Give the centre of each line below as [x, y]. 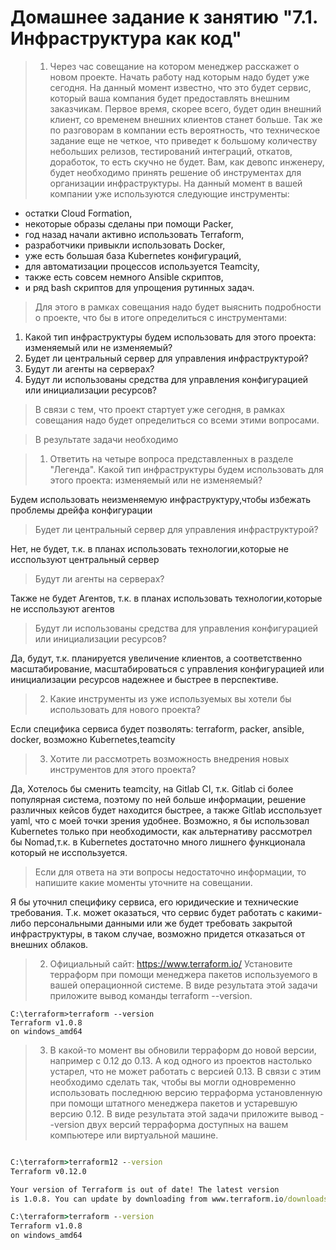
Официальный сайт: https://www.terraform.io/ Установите [171, 963]
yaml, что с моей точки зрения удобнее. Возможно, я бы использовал [160, 820]
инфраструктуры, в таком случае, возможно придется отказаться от [158, 933]
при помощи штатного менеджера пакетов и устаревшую [173, 1103]
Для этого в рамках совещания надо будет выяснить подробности [178, 307]
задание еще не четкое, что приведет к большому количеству [183, 140]
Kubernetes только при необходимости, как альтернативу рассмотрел [161, 831]
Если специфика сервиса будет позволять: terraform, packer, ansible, [157, 728]
